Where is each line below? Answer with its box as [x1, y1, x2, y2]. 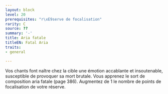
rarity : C [5, 21, 26, 27]
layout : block [5, 7, 35, 13]
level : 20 [5, 12, 26, 17]
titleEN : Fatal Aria [5, 40, 49, 45]
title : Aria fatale [5, 36, 46, 41]
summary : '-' [5, 31, 33, 36]
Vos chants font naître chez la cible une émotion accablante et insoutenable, [5, 67, 163, 73]
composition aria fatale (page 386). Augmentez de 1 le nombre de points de [5, 78, 161, 84]
